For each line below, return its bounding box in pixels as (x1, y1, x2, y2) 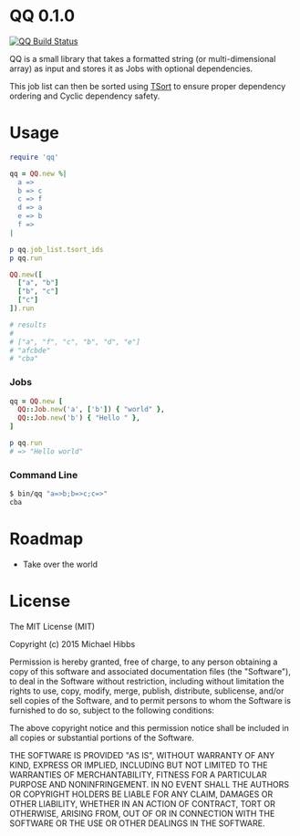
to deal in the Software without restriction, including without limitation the (9, 675, 284, 686)
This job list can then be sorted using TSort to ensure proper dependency (9, 80, 286, 91)
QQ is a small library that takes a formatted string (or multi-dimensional (9, 53, 276, 64)
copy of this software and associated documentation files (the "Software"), (9, 665, 292, 676)
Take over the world (22, 559, 98, 570)
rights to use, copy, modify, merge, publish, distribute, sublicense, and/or (9, 685, 284, 696)
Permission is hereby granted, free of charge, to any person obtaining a (9, 656, 278, 667)
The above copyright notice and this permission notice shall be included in (9, 722, 289, 733)
